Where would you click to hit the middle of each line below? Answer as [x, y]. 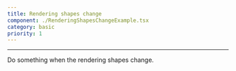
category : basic [31, 27]
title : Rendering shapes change [54, 14]
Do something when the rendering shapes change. [81, 60]
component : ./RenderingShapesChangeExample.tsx [78, 20]
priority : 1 [25, 33]
